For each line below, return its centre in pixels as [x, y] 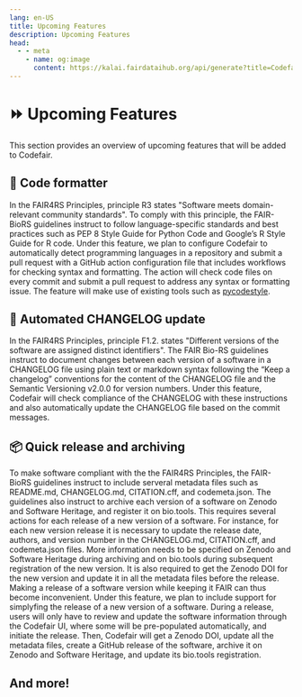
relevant [24, 214]
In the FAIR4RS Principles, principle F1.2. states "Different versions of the [144, 341]
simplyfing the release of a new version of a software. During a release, [142, 607]
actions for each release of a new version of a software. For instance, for [144, 521]
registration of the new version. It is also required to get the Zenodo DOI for [149, 569]
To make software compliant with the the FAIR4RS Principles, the [129, 473]
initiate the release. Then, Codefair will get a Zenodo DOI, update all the [142, 636]
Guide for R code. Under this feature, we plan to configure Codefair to [138, 243]
